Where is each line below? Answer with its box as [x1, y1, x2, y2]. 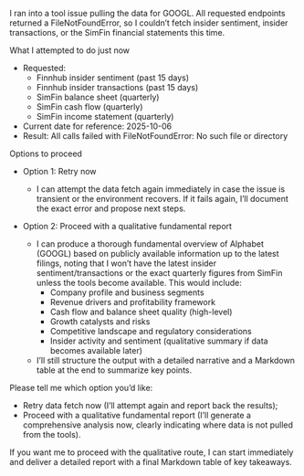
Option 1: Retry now [22, 166, 98, 176]
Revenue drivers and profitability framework [49, 297, 216, 307]
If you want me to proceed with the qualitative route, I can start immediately [9, 447, 294, 458]
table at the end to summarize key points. [36, 365, 193, 376]
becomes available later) [49, 345, 143, 355]
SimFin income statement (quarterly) [36, 111, 174, 122]
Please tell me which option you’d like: [9, 383, 153, 393]
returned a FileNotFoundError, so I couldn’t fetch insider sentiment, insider [9, 17, 288, 28]
